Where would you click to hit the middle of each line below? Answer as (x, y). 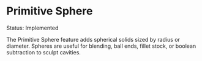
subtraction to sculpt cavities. (44, 52)
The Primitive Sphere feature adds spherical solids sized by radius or (93, 39)
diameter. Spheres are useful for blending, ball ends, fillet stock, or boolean (101, 46)
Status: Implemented (32, 28)
